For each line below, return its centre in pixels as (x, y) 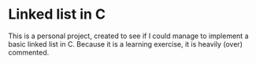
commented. (29, 52)
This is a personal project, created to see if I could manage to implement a (128, 36)
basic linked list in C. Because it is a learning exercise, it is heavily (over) (125, 44)
